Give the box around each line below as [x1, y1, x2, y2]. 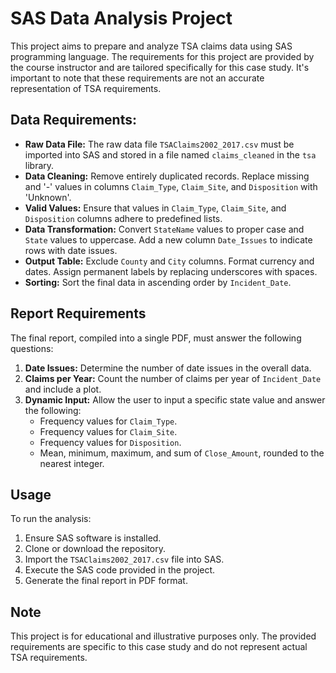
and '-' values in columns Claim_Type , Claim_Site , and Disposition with [24, 180, 318, 192]
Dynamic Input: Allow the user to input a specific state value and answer [24, 393, 326, 406]
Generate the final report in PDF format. [24, 575, 188, 587]
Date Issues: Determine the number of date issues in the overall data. [24, 362, 312, 374]
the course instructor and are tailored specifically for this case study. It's [10, 61, 310, 73]
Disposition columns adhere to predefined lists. [24, 212, 223, 224]
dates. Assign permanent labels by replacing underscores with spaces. [24, 265, 318, 277]
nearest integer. [39, 457, 105, 469]
